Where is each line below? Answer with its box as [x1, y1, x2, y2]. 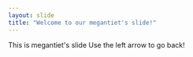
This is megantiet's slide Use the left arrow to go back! [8, 40, 185, 49]
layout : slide [8, 11, 55, 20]
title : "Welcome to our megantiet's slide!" [8, 19, 157, 27]
